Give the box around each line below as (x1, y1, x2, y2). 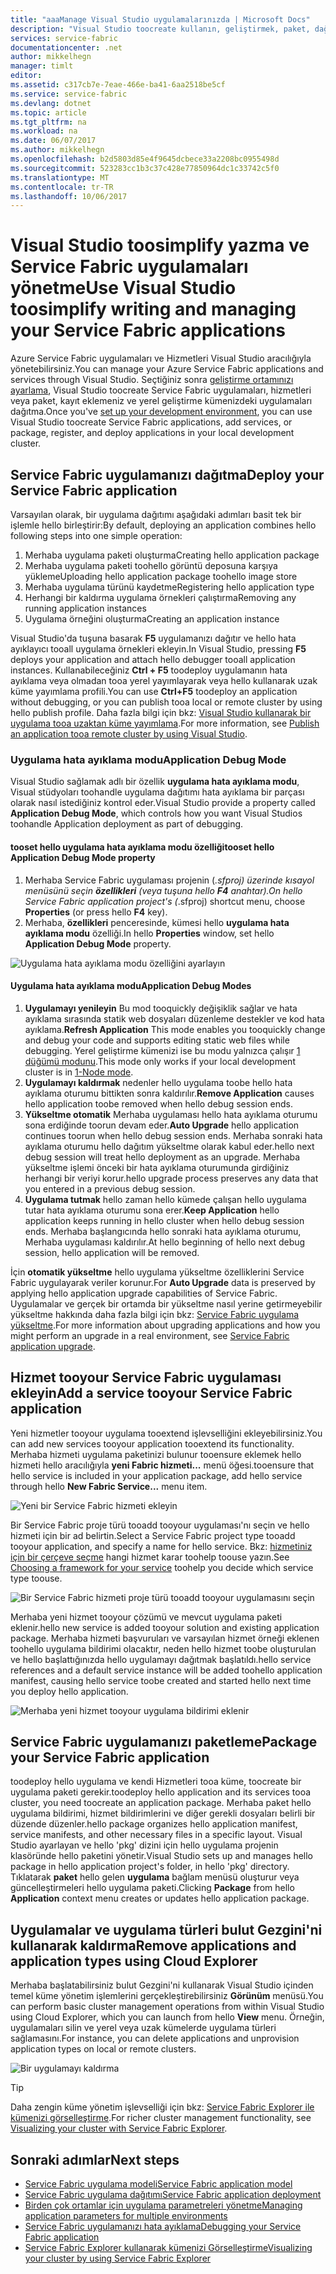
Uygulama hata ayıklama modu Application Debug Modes (10, 980, 252, 992)
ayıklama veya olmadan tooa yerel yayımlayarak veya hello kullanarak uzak (10, 675, 318, 686)
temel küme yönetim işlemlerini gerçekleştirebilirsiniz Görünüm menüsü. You (10, 1990, 324, 2002)
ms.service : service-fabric (10, 89, 128, 99)
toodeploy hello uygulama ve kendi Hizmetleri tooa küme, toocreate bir (10, 1776, 302, 1788)
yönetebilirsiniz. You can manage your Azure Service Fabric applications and (10, 363, 324, 375)
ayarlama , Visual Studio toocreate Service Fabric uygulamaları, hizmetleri (10, 384, 312, 396)
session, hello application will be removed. (24, 1246, 200, 1258)
